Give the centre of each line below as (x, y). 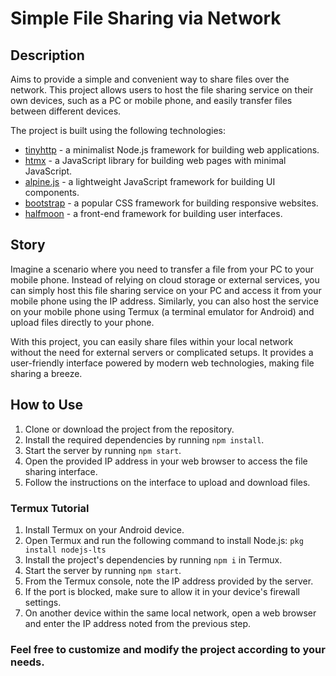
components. (52, 192)
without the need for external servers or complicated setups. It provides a (162, 352)
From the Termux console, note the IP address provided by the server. (169, 581)
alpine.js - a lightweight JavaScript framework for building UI (150, 181)
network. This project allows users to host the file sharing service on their (162, 90)
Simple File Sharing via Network (146, 18)
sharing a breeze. (46, 373)
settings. (43, 602)
